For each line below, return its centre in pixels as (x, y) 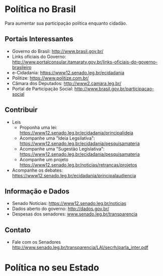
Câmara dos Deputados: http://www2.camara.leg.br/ (67, 83)
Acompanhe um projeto (44, 159)
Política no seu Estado (52, 268)
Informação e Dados (37, 191)
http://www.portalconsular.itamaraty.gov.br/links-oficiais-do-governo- (85, 62)
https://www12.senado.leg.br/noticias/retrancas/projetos (78, 165)
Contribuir (21, 110)
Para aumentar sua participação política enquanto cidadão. (66, 23)
